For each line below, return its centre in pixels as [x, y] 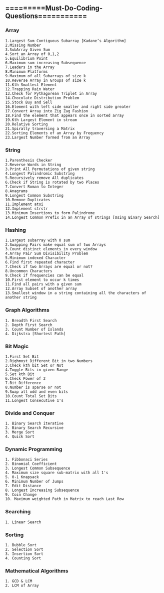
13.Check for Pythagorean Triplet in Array [51, 93]
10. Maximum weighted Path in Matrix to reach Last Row [64, 499]
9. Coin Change [21, 495]
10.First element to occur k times [42, 280]
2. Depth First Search [29, 325]
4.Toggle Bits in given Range [37, 370]
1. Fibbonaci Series [27, 460]
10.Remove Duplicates [28, 200]
